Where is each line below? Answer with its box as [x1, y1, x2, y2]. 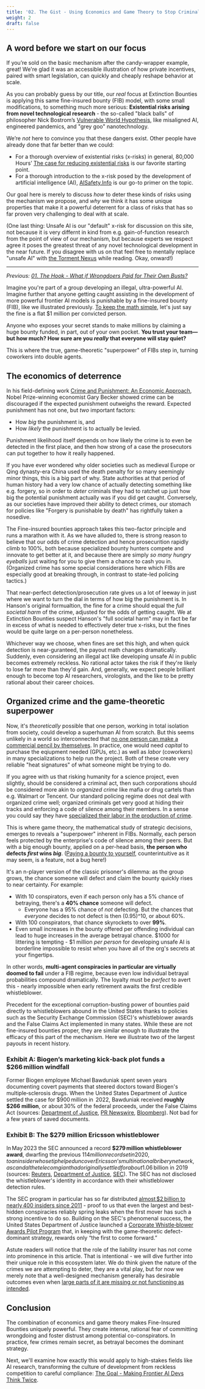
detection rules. [6, 1183, 46, 1191]
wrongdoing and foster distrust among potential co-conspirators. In [6, 1332, 176, 1340]
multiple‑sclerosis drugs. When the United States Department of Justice [6, 1090, 187, 1097]
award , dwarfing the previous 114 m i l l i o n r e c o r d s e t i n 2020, [6, 1151, 150, 1158]
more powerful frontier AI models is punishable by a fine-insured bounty [6, 297, 188, 304]
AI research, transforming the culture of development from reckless [6, 1363, 176, 1371]
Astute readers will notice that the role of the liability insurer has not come [6, 1246, 192, 1253]
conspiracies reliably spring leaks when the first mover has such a [25, 1208, 192, 1216]
